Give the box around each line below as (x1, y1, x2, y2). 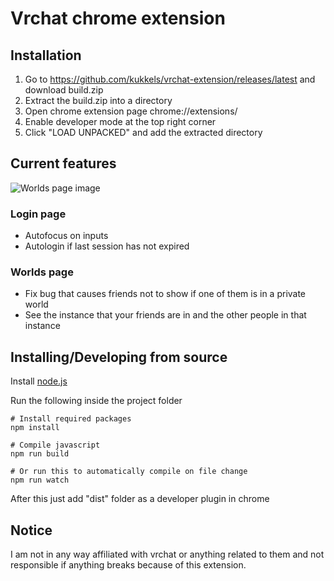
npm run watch (10, 475, 70, 486)
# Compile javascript (10, 440, 101, 451)
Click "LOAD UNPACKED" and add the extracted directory (24, 127, 263, 138)
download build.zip (24, 84, 104, 96)
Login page (10, 207, 67, 221)
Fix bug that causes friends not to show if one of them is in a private (24, 288, 307, 300)
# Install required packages (10, 414, 132, 424)
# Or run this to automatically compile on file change (10, 467, 248, 477)
